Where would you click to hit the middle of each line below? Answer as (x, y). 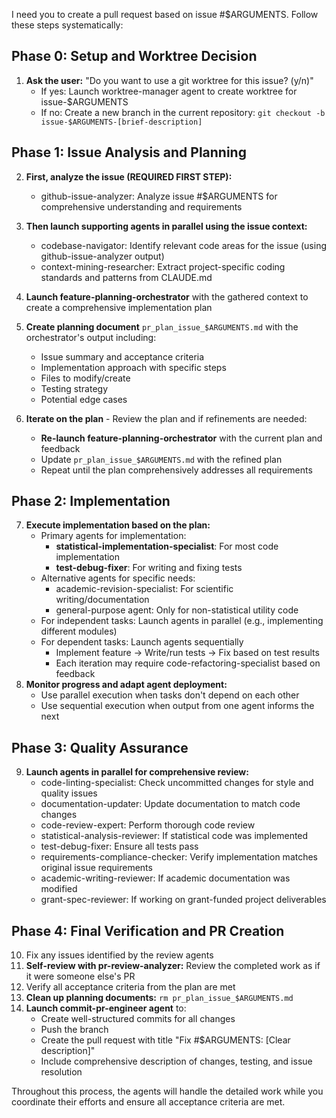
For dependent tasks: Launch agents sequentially (142, 642)
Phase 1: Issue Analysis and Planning (129, 152)
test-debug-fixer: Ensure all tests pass (119, 846)
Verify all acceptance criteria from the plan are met (130, 987)
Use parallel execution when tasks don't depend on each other (170, 695)
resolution (61, 1072)
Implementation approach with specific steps (133, 367)
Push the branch (74, 1030)
